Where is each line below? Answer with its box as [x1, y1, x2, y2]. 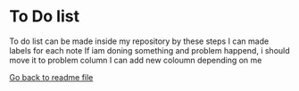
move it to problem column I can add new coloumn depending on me [9, 54, 262, 65]
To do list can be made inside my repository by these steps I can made [9, 36, 270, 46]
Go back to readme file [9, 71, 94, 82]
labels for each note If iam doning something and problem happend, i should [9, 45, 290, 55]
